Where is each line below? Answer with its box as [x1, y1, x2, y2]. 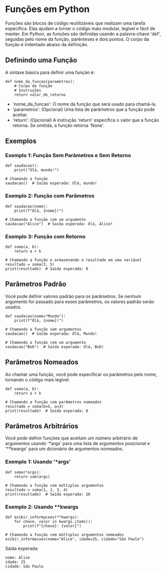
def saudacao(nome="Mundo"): [5, 314, 66, 319]
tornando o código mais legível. [5, 376, 70, 382]
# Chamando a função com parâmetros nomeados [5, 399, 101, 404]
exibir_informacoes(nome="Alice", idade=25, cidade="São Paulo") [5, 537, 144, 542]
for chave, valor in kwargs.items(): [14, 519, 93, 524]
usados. [5, 304, 21, 310]
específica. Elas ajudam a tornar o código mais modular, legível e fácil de [5, 25, 155, 31]
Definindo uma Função [5, 56, 77, 65]
